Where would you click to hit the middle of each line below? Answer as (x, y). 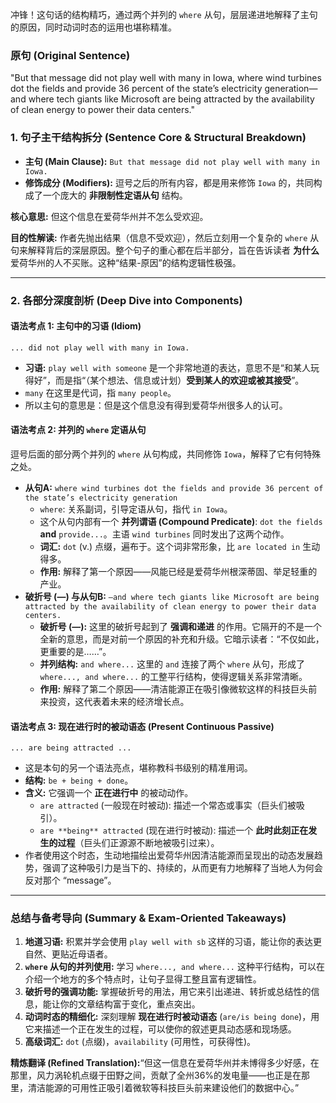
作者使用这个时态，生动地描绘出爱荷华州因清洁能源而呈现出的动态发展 (169, 855)
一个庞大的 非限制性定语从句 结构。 (115, 195)
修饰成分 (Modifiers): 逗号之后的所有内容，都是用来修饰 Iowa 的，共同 (169, 182)
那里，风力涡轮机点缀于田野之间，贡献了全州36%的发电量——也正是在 (156, 1075)
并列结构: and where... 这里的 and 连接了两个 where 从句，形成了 (172, 664)
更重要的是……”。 (75, 651)
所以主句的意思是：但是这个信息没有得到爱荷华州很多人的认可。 (156, 405)
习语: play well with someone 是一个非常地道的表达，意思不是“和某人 (168, 367)
